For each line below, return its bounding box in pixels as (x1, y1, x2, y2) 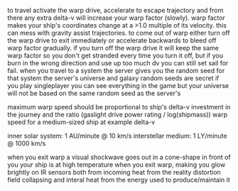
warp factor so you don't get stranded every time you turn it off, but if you (7, 51, 224, 60)
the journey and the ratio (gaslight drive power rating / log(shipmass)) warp (7, 110, 228, 119)
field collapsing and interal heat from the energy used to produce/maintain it (7, 175, 230, 184)
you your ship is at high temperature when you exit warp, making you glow (7, 160, 226, 169)
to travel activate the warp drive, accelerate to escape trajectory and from (7, 6, 224, 14)
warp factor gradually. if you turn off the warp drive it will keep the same (7, 44, 219, 52)
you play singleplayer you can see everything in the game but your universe (7, 82, 229, 89)
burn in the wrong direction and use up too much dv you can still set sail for (7, 59, 229, 67)
